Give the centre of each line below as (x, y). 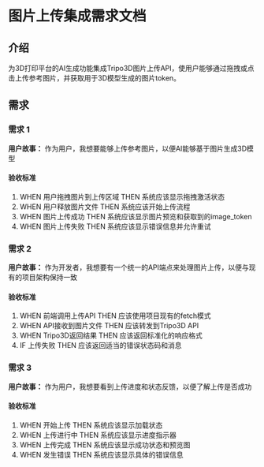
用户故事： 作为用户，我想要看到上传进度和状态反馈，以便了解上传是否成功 (130, 387)
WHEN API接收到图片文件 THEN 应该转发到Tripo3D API (109, 326)
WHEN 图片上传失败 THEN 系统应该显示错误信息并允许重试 (115, 226)
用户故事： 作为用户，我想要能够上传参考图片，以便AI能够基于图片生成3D (128, 148)
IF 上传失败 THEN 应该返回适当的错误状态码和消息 (101, 346)
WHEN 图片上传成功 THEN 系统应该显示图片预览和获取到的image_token (136, 216)
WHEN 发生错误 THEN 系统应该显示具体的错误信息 (101, 454)
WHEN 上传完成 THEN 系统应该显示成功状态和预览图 (105, 445)
